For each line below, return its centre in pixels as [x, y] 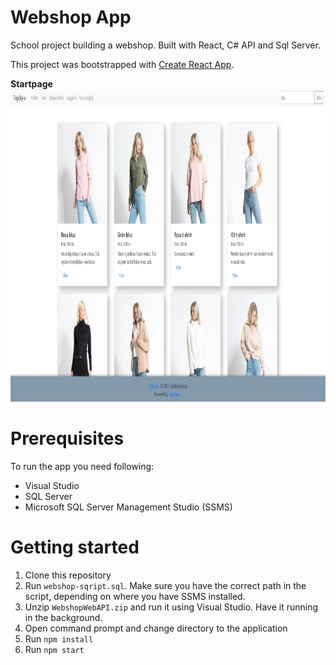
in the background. [63, 617]
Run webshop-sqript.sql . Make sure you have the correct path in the [165, 585]
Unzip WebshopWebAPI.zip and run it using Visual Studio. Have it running [171, 607]
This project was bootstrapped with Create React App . [122, 64]
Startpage [31, 83]
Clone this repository [68, 575]
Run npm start [54, 649]
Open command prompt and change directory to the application [156, 628]
